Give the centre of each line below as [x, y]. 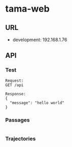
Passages [17, 120]
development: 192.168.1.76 [40, 40]
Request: [14, 81]
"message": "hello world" [37, 103]
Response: [16, 94]
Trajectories [21, 138]
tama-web [27, 9]
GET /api [14, 85]
